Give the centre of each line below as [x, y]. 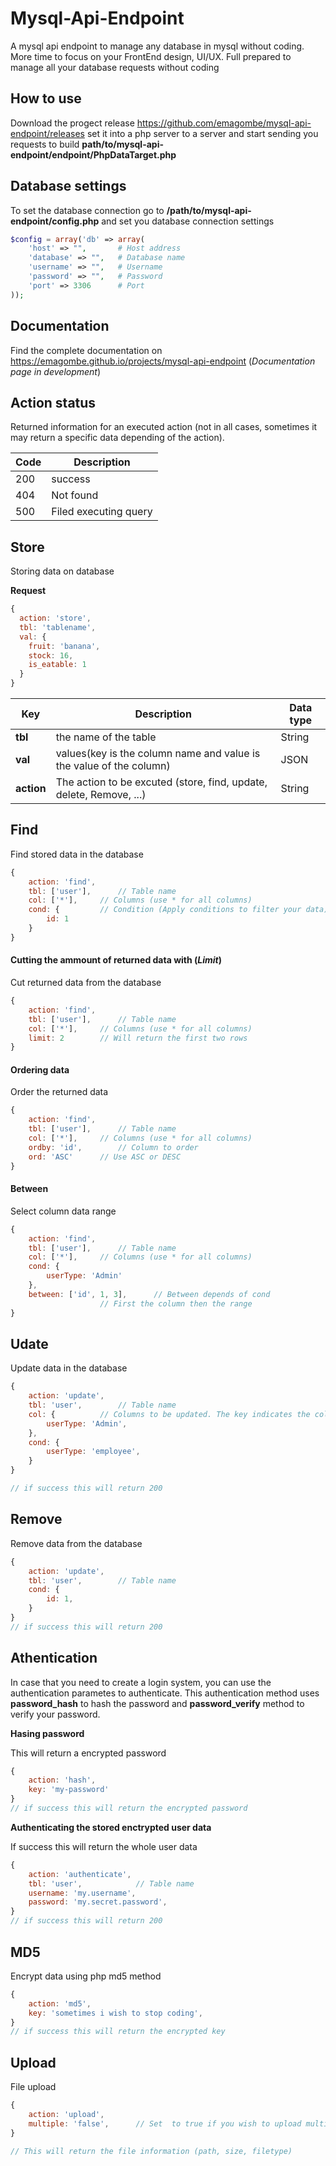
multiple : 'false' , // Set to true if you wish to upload [165, 2123]
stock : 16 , [51, 655]
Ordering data [40, 1069]
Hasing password [47, 1733]
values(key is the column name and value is [158, 753]
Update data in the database [69, 1368]
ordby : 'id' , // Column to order [113, 1147]
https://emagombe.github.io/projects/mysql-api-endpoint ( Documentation [163, 361]
